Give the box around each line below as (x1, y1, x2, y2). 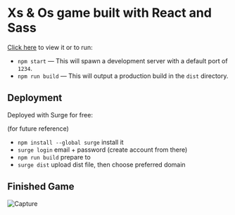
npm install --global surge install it (17, 138, 125, 146)
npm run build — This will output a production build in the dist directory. (17, 72, 229, 80)
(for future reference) (7, 124, 69, 133)
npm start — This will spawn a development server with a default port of (17, 56, 228, 65)
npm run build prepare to (17, 152, 91, 161)
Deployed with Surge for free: (7, 110, 94, 119)
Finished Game (7, 181, 75, 193)
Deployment (7, 92, 63, 104)
